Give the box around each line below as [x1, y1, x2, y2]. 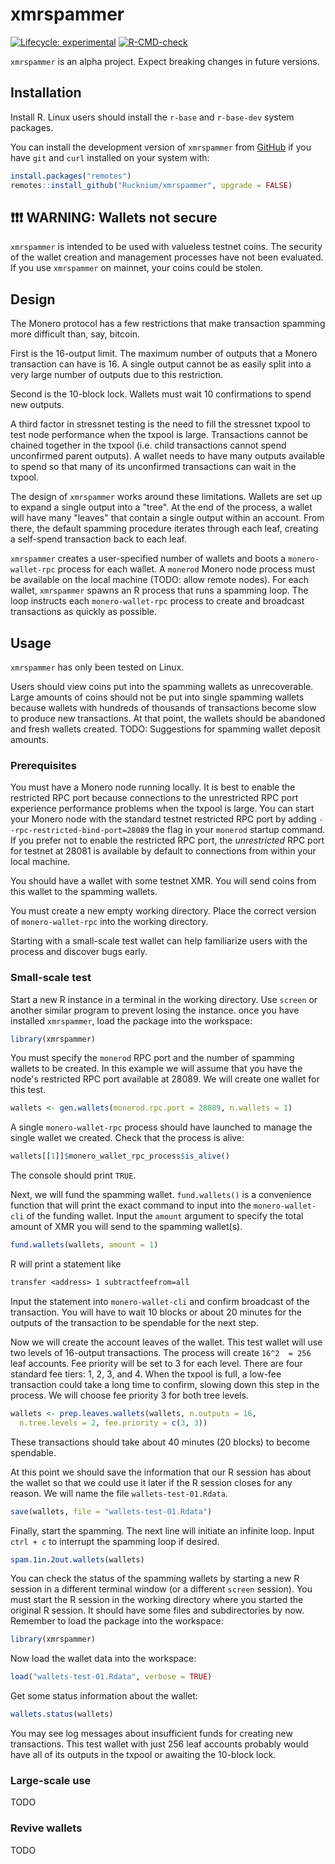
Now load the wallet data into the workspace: [10, 1653, 197, 1665]
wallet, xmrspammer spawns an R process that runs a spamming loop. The [10, 584, 309, 597]
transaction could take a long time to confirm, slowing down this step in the [10, 1378, 320, 1390]
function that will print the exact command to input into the [10, 1199, 252, 1212]
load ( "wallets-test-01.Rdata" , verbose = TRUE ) [10, 1672, 213, 1682]
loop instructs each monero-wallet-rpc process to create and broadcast [10, 595, 305, 607]
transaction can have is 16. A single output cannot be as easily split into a [10, 358, 312, 370]
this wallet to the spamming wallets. [10, 886, 158, 898]
